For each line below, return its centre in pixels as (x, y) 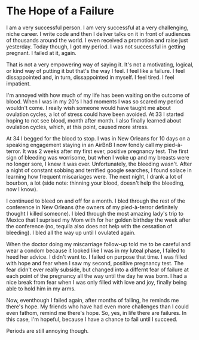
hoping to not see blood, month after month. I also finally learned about (94, 120)
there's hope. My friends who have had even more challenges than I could (98, 307)
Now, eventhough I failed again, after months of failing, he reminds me (93, 300)
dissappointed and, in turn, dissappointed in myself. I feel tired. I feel (90, 77)
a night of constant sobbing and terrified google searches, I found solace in (99, 170)
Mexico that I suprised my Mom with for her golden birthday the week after (98, 220)
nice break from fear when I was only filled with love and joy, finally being (97, 282)
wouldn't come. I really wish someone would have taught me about (89, 108)
